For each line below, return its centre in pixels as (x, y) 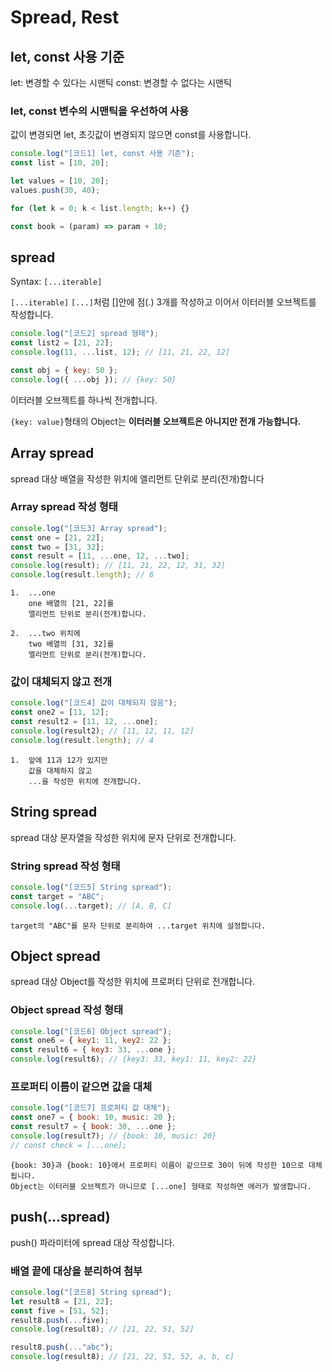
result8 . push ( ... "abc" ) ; (62, 1347)
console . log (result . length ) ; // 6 (82, 575)
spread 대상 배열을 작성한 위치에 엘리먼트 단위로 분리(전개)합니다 (137, 478)
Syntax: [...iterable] (56, 282)
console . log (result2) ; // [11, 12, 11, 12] (102, 731)
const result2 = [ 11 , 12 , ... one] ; (84, 722)
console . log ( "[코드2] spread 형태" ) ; (85, 334)
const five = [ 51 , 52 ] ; (60, 1311)
